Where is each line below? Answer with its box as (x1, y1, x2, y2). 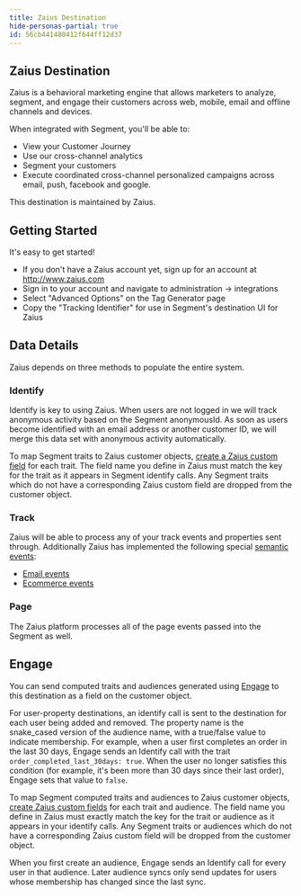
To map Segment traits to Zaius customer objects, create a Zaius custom (9, 451, 279, 461)
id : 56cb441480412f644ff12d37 (9, 30, 123, 39)
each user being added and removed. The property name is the (9, 717, 244, 728)
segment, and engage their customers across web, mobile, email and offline (9, 96, 290, 108)
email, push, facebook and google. (22, 179, 151, 190)
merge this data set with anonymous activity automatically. (9, 434, 226, 444)
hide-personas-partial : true (9, 22, 119, 31)
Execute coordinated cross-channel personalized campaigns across (22, 170, 275, 181)
